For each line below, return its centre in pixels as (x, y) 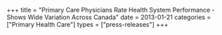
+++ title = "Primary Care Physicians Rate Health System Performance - (111, 10)
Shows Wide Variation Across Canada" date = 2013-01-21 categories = (109, 17)
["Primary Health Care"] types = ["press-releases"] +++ (88, 24)
